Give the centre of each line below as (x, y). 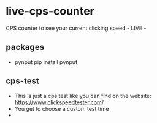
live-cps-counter (50, 11)
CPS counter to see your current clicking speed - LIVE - (76, 28)
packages (25, 47)
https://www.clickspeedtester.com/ (59, 102)
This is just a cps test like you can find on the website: (83, 96)
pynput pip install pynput (46, 61)
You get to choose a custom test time (62, 108)
